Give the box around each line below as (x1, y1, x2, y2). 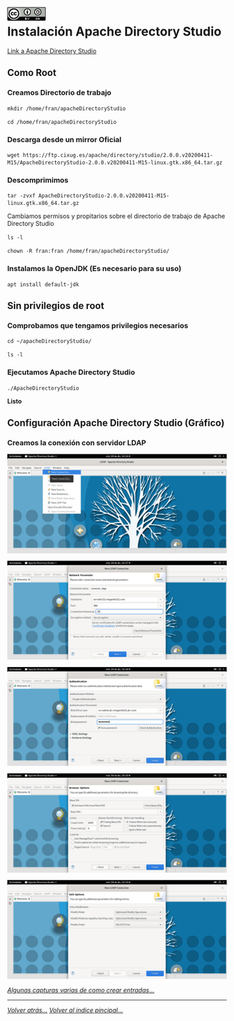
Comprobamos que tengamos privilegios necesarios (7, 321, 189, 330)
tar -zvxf (7, 192, 36, 199)
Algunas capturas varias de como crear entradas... (7, 986, 155, 995)
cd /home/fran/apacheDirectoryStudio (7, 118, 117, 125)
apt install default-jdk (7, 281, 79, 288)
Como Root (7, 67, 57, 79)
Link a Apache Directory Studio (7, 47, 97, 55)
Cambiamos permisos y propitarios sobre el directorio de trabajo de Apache (7, 212, 226, 220)
